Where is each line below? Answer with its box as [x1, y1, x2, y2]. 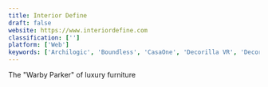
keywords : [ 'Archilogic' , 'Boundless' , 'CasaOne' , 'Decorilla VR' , [8, 48, 238, 56]
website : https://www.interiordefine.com [8, 26, 148, 34]
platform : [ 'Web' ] [8, 41, 69, 49]
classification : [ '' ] [8, 33, 81, 42]
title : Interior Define [8, 11, 88, 20]
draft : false [8, 19, 52, 27]
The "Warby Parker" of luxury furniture [8, 70, 136, 79]
